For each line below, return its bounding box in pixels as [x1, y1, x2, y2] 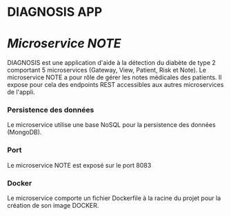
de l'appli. [7, 88, 36, 97]
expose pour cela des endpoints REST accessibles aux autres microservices [7, 81, 224, 89]
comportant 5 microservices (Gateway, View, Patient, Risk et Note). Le [7, 66, 207, 75]
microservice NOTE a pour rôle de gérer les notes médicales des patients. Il [7, 73, 222, 81]
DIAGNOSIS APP [7, 4, 103, 20]
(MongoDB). [7, 128, 42, 137]
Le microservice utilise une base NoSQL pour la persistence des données [7, 121, 216, 129]
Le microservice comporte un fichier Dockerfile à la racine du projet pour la [7, 194, 221, 202]
